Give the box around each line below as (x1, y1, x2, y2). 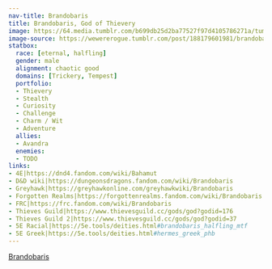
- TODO (15, 154, 38, 162)
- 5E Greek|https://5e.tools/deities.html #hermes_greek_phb (8, 229, 216, 238)
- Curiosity (15, 102, 57, 110)
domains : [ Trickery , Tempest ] (15, 72, 117, 80)
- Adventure (15, 124, 57, 132)
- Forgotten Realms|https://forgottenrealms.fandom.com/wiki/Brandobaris (8, 191, 263, 200)
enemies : (15, 147, 45, 155)
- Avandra (15, 139, 49, 148)
